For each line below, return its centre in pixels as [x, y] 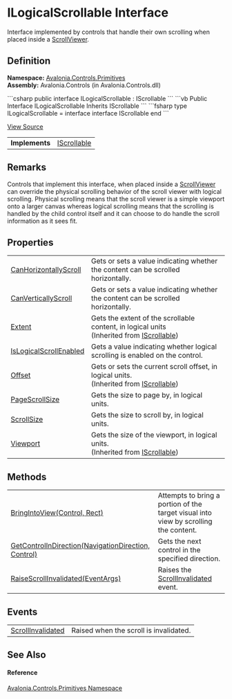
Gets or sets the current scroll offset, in [154, 367]
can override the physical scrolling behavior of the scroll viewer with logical [115, 191]
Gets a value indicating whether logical [154, 347]
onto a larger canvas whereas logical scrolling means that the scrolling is [110, 206]
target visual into [185, 513]
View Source [25, 127]
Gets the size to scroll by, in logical [147, 415]
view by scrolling [185, 522]
